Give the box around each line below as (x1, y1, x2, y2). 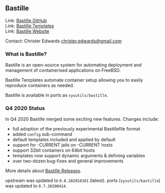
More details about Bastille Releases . (5, 168, 81, 174)
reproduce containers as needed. (5, 83, 74, 89)
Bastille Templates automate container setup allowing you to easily (5, 77, 143, 83)
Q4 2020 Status (5, 105, 45, 112)
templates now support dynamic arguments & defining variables (12, 153, 145, 159)
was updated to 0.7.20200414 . (5, 183, 67, 189)
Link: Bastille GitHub (5, 17, 47, 23)
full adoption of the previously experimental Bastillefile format (12, 126, 140, 132)
